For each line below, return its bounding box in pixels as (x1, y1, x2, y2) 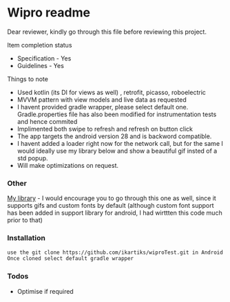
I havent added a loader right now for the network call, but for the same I (17, 139, 224, 147)
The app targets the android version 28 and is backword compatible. (17, 132, 212, 140)
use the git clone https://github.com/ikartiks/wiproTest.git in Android (7, 249, 224, 256)
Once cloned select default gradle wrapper (7, 255, 134, 262)
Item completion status (7, 41, 72, 49)
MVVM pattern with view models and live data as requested (17, 95, 187, 104)
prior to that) (7, 216, 43, 224)
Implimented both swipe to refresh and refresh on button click (17, 125, 193, 133)
